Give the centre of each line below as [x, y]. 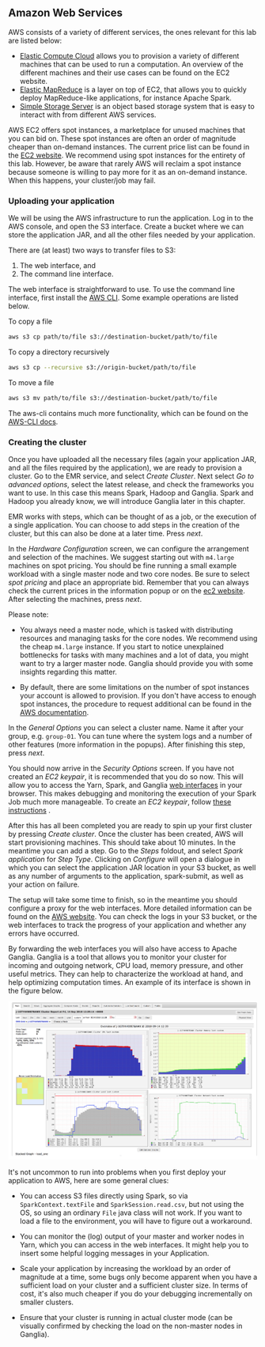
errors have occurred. [44, 933]
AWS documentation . [54, 713]
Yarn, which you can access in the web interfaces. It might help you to [134, 1244]
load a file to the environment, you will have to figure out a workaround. [136, 1220]
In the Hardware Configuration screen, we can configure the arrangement [129, 549]
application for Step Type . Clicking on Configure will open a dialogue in [124, 859]
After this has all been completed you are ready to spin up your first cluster [130, 826]
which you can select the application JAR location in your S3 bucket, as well [132, 868]
